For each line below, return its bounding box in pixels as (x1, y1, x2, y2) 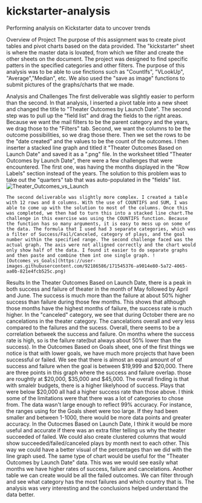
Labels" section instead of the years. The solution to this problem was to (6, 169, 187, 177)
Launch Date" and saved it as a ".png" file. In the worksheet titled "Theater (6, 150, 192, 158)
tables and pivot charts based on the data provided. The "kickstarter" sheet (6, 42, 195, 50)
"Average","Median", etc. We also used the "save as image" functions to (6, 74, 186, 82)
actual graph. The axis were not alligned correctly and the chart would (6, 242, 197, 248)
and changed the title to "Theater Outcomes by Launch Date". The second (6, 105, 192, 112)
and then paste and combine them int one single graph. (6, 252, 150, 258)
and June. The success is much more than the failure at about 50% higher (6, 291, 192, 299)
